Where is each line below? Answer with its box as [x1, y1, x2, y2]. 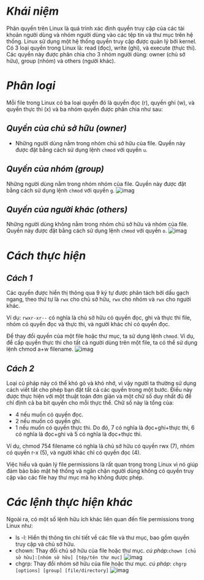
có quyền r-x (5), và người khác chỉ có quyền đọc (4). [6, 449, 142, 456]
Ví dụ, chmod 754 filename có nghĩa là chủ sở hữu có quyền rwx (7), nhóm [6, 443, 195, 450]
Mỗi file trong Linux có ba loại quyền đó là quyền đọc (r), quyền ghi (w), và [6, 99, 195, 106]
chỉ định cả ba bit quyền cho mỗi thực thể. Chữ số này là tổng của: [6, 399, 174, 406]
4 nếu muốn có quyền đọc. [15, 411, 84, 418]
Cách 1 [6, 273, 33, 283]
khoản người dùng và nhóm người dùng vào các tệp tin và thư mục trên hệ [6, 31, 194, 38]
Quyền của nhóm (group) [6, 164, 104, 174]
